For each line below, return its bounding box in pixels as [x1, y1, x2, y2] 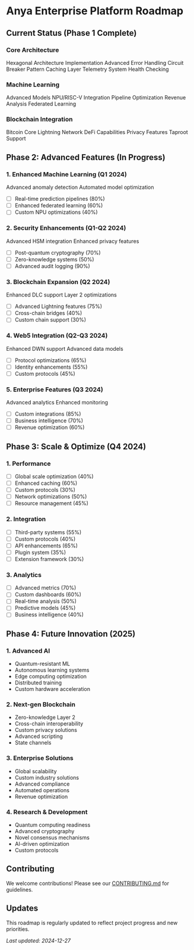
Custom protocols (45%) [14, 370, 75, 377]
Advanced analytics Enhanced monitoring [6, 399, 109, 406]
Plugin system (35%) [14, 549, 66, 556]
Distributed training [14, 679, 62, 686]
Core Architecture [6, 46, 59, 54]
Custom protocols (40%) [14, 535, 76, 543]
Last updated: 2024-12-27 [6, 937, 71, 944]
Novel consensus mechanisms [14, 834, 90, 841]
